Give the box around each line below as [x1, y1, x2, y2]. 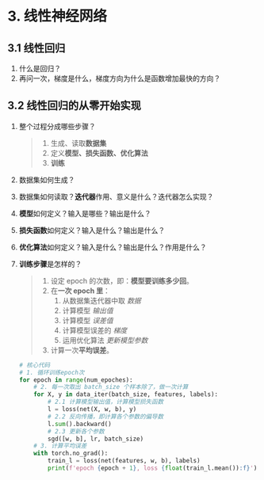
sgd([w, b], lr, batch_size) [48, 435, 144, 443]
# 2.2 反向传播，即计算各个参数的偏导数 [48, 413, 164, 421]
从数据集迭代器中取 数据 [62, 295, 142, 305]
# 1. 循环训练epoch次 [18, 368, 85, 376]
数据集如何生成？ [18, 175, 75, 185]
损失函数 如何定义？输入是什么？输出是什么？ [18, 225, 166, 234]
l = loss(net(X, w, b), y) [48, 406, 137, 413]
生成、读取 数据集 [50, 138, 107, 147]
